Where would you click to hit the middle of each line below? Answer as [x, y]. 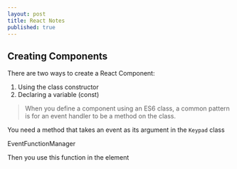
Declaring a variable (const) [58, 95]
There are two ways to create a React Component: [81, 73]
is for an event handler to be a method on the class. [100, 116]
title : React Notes [36, 21]
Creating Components [58, 56]
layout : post [27, 14]
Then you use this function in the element [68, 158]
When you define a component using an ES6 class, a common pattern [127, 108]
